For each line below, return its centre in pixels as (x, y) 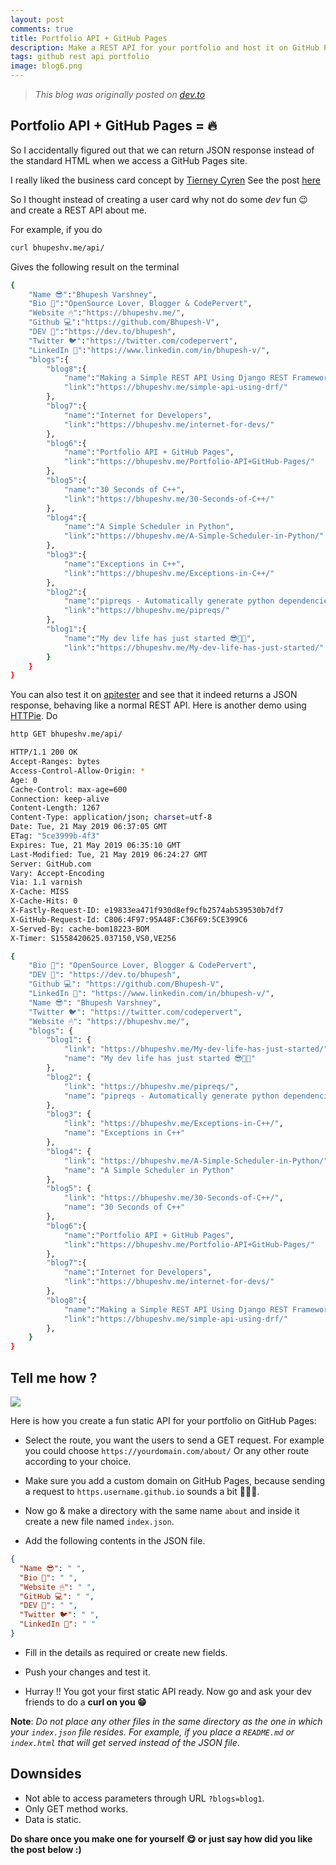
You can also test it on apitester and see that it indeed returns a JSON (154, 695)
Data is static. (53, 1819)
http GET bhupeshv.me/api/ (66, 734)
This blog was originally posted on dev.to (120, 94)
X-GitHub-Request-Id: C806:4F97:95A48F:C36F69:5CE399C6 (129, 919)
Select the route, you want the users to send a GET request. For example (174, 1440)
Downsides (46, 1774)
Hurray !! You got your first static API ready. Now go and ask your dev (168, 1691)
